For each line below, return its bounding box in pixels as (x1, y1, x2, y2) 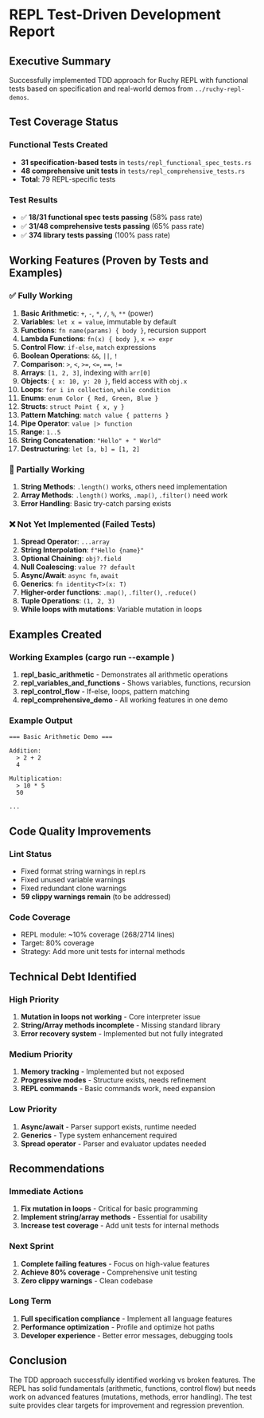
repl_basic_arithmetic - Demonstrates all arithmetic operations (20, 670, 229, 679)
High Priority (9, 994, 60, 1005)
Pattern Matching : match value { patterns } (20, 410, 169, 419)
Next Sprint (9, 1241, 54, 1252)
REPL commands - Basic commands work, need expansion (20, 1084, 215, 1094)
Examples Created (9, 627, 103, 641)
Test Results (9, 194, 58, 205)
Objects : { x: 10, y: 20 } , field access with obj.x (20, 376, 188, 386)
